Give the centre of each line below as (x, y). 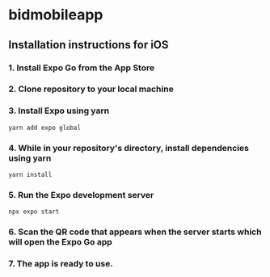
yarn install (30, 175)
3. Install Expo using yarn (59, 111)
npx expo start (34, 212)
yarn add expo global (45, 128)
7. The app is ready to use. (61, 264)
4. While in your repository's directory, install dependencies (129, 148)
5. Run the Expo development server (81, 195)
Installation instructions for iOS (89, 45)
